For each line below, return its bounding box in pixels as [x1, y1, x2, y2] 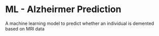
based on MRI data [5, 25, 45, 31]
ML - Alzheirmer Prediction [5, 4, 122, 15]
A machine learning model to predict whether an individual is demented [5, 20, 154, 26]
